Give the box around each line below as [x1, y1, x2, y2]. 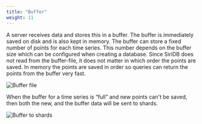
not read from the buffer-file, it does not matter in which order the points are [6, 57, 197, 64]
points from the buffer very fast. [6, 70, 86, 77]
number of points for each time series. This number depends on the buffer [6, 44, 192, 51]
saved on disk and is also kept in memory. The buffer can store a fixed [6, 38, 181, 45]
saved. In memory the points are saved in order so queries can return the [6, 63, 189, 70]
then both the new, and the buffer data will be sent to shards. [6, 99, 158, 106]
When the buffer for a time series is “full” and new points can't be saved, [6, 93, 187, 100]
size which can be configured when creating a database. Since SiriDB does [6, 50, 194, 57]
